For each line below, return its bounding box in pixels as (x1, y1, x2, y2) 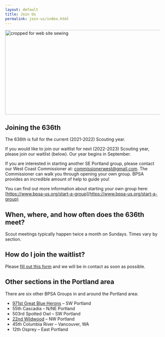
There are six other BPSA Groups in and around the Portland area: (5, 290, 138, 297)
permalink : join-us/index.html (5, 16, 69, 21)
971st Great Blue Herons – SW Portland (12, 300, 91, 306)
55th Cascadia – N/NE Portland (12, 305, 75, 311)
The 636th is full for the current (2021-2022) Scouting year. (5, 136, 125, 142)
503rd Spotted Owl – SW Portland (12, 311, 81, 316)
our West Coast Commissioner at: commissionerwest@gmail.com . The (5, 166, 148, 172)
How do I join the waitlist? (5, 251, 85, 259)
